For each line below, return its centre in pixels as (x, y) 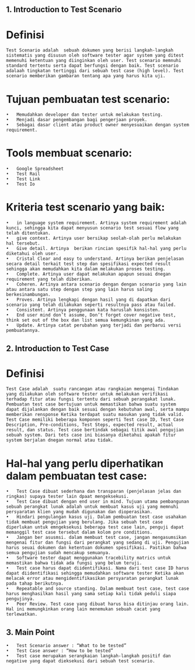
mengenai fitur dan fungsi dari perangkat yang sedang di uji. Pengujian (98, 543)
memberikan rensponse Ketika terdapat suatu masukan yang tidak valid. (95, 415)
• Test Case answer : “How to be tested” (60, 651)
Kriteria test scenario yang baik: (86, 207)
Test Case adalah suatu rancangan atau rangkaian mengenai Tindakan (93, 389)
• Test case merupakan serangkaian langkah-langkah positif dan (88, 656)
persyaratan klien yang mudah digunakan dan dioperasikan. (79, 512)
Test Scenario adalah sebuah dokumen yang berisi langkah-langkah (90, 50)
